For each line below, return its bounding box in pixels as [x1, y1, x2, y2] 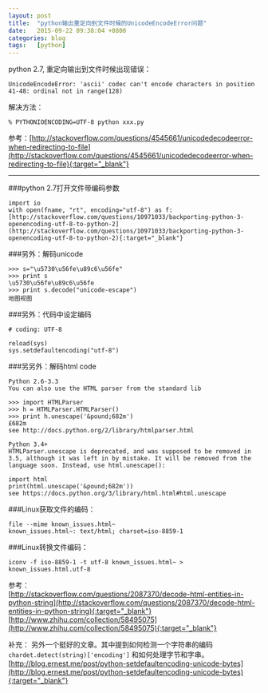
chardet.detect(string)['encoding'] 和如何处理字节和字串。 [8, 650, 209, 659]
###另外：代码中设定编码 [8, 309, 92, 320]
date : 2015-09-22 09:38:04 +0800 [8, 26, 127, 34]
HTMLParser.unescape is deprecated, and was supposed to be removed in [8, 448, 251, 456]
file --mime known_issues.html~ [8, 520, 116, 528]
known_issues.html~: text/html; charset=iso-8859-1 [8, 528, 183, 536]
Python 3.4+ [8, 440, 48, 448]
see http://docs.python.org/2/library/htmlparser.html [8, 427, 195, 435]
